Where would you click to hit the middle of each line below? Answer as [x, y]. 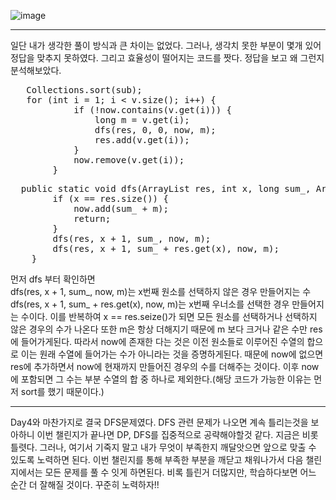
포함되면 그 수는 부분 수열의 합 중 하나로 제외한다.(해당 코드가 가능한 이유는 [166, 379]
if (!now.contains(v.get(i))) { [153, 110]
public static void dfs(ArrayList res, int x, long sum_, [166, 188]
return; [92, 218]
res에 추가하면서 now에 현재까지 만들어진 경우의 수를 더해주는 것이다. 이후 [155, 366]
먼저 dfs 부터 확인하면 [53, 279]
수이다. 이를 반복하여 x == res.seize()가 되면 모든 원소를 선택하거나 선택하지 [169, 316]
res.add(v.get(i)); [142, 140]
